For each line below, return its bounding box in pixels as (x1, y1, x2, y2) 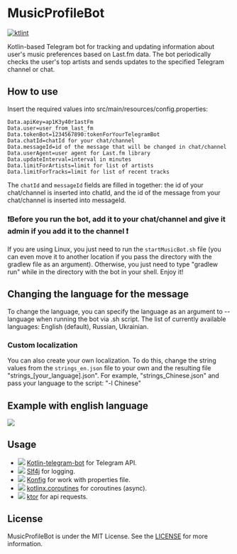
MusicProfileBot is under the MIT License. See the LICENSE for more (7, 532, 208, 540)
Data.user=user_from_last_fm (7, 125, 94, 132)
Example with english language (7, 399, 149, 412)
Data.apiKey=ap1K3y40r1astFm (7, 118, 94, 125)
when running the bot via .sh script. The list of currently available (35, 315, 226, 323)
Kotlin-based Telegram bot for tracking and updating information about (7, 42, 215, 51)
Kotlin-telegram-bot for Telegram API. (26, 458, 137, 467)
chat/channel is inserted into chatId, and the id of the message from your (7, 188, 221, 197)
